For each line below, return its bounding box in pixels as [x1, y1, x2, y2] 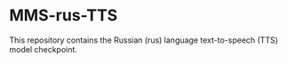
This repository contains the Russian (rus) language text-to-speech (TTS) [9, 35, 278, 45]
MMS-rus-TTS [9, 5, 118, 26]
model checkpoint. [9, 43, 78, 54]
